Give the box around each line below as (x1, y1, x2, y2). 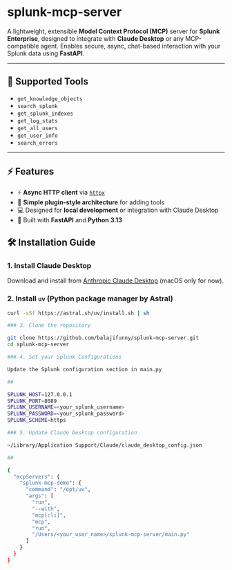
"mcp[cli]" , (32, 512, 67, 519)
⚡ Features (7, 166, 55, 177)
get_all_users (17, 125, 58, 132)
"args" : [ (25, 492, 54, 499)
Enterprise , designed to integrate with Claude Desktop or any (7, 34, 184, 42)
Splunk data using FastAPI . (7, 49, 85, 57)
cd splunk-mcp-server (7, 341, 70, 348)
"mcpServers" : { (13, 473, 60, 480)
